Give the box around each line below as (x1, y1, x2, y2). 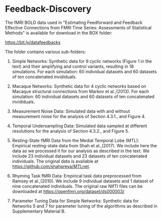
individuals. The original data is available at (12, 158, 99, 164)
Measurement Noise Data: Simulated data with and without (12, 108, 130, 114)
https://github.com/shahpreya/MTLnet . (12, 163, 90, 169)
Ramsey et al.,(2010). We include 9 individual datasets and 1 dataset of (12, 178, 154, 184)
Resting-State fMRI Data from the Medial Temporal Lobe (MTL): (12, 138, 140, 143)
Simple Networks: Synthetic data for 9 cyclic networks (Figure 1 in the (12, 58, 152, 64)
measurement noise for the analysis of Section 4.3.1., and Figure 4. (12, 113, 146, 119)
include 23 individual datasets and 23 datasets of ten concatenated (12, 153, 147, 159)
